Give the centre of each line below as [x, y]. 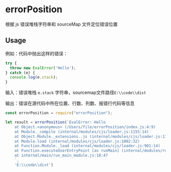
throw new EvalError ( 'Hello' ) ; [43, 68]
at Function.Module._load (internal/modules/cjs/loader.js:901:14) [87, 146]
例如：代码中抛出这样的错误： [36, 53]
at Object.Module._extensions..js [51, 136]
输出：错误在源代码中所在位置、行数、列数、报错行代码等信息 [70, 104]
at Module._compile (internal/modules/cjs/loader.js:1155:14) [82, 132]
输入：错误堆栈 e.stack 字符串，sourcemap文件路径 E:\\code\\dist [76, 92]
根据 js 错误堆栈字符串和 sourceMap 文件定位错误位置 [62, 24]
